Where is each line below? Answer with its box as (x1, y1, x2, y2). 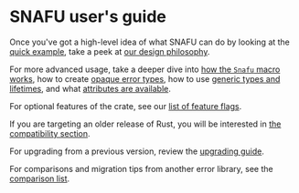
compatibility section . (9, 127, 91, 138)
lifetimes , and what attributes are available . (9, 83, 171, 94)
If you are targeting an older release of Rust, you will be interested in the (9, 118, 282, 129)
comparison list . (9, 173, 70, 184)
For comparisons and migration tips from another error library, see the (9, 163, 273, 174)
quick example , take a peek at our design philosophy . (9, 46, 210, 56)
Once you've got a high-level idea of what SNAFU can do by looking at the (9, 36, 291, 47)
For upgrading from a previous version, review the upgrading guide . (9, 146, 265, 157)
